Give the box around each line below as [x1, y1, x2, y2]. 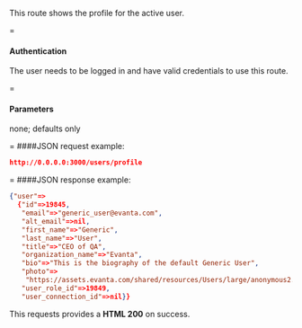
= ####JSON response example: [9, 174, 131, 185]
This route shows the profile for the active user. [9, 8, 185, 18]
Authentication [9, 45, 67, 57]
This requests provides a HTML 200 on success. [9, 308, 191, 319]
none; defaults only [9, 123, 81, 134]
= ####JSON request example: [9, 141, 125, 152]
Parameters [9, 103, 54, 114]
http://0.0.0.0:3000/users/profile [9, 158, 143, 167]
